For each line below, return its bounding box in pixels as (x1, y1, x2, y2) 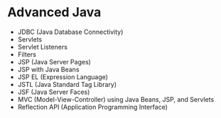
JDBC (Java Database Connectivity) (17, 28, 124, 36)
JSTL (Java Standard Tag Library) (17, 80, 117, 88)
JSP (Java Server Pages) (17, 57, 91, 66)
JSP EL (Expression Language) (17, 72, 109, 81)
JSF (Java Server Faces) (17, 88, 90, 96)
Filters (17, 50, 37, 59)
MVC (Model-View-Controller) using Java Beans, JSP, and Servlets (17, 95, 215, 103)
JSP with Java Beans (17, 65, 80, 73)
